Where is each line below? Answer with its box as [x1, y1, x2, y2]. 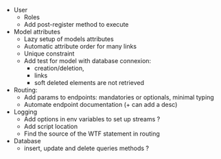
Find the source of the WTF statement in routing [23, 130, 160, 138]
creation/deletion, [34, 64, 84, 72]
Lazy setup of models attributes [23, 35, 115, 43]
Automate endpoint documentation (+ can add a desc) [23, 101, 178, 108]
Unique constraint [23, 49, 75, 58]
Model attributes [13, 27, 60, 36]
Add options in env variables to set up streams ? [23, 115, 161, 123]
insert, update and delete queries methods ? [23, 144, 150, 152]
